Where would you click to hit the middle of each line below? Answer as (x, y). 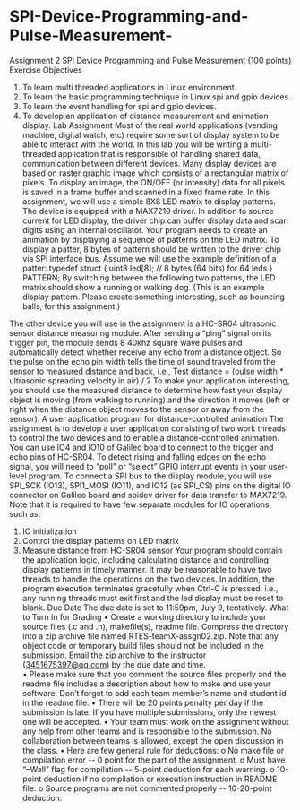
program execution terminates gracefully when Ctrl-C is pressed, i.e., (150, 588)
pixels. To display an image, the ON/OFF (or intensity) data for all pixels (153, 182)
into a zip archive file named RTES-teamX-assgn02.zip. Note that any (150, 636)
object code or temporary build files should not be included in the (143, 645)
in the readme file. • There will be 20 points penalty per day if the (143, 702)
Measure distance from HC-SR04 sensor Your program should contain (152, 550)
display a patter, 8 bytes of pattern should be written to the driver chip (152, 249)
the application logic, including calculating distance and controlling (146, 560)
